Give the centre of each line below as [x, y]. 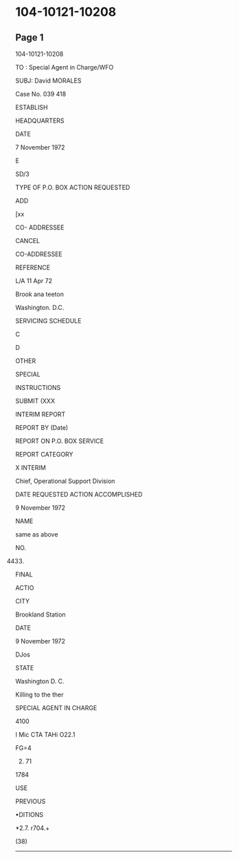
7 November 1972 [40, 147]
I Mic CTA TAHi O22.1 [45, 735]
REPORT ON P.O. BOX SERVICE [60, 441]
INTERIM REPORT [41, 414]
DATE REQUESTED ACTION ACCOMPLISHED [79, 494]
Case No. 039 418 [41, 94]
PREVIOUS [31, 801]
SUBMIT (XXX [35, 401]
